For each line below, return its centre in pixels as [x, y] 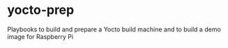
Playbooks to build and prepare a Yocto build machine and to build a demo [114, 29]
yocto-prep [41, 10]
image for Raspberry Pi [40, 36]
